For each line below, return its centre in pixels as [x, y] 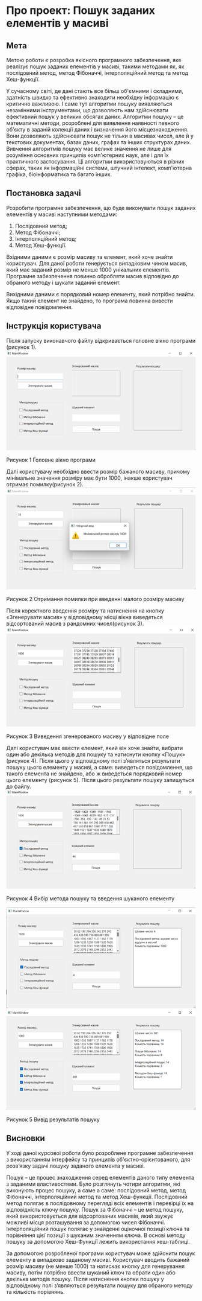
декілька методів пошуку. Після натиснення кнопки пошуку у [85, 1279]
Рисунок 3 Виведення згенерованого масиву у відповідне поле [88, 736]
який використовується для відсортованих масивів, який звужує [90, 1216]
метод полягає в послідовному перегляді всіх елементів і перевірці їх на [100, 1203]
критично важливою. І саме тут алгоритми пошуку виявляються [89, 104]
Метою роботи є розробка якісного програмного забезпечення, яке [94, 60]
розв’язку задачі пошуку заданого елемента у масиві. [76, 1166]
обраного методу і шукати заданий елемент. [63, 282]
